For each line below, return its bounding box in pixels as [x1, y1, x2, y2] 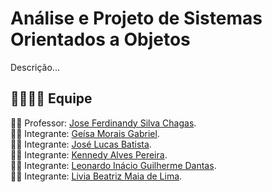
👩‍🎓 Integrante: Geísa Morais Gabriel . [10, 127, 160, 139]
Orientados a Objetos [10, 28, 191, 51]
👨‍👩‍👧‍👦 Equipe [10, 90, 93, 107]
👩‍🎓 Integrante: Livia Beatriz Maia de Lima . [10, 170, 183, 182]
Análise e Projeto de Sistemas [10, 7, 263, 30]
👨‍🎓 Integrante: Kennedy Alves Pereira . [10, 148, 168, 161]
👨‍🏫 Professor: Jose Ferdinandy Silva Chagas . [10, 117, 197, 129]
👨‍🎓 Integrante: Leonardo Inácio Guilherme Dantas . [10, 159, 217, 171]
